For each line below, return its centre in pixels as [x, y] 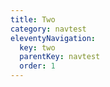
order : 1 [37, 66]
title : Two [33, 19]
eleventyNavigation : [53, 38]
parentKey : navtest [60, 57]
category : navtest [48, 29]
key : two [37, 47]
